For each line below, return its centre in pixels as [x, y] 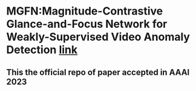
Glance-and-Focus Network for [87, 24]
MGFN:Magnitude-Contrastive [85, 11]
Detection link [42, 50]
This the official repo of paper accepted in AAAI [98, 72]
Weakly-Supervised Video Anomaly [98, 37]
